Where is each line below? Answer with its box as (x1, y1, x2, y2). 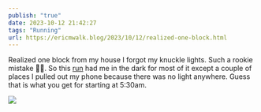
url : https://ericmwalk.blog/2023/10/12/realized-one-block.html (8, 33, 227, 42)
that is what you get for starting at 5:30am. (8, 80, 147, 90)
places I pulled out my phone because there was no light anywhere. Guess (8, 72, 251, 81)
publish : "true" (8, 11, 62, 20)
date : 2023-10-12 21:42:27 (8, 19, 97, 27)
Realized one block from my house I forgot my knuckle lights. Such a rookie (8, 55, 254, 65)
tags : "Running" (8, 26, 62, 34)
